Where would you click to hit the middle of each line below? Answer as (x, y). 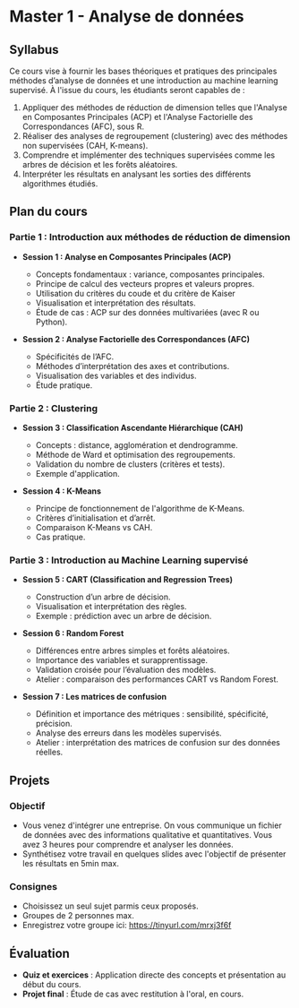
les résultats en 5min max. (70, 863)
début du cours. (52, 985)
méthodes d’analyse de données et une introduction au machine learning (144, 81)
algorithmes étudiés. (60, 184)
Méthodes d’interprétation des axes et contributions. (132, 366)
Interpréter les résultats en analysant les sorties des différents (137, 174)
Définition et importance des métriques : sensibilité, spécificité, (152, 714)
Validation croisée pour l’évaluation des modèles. (126, 670)
